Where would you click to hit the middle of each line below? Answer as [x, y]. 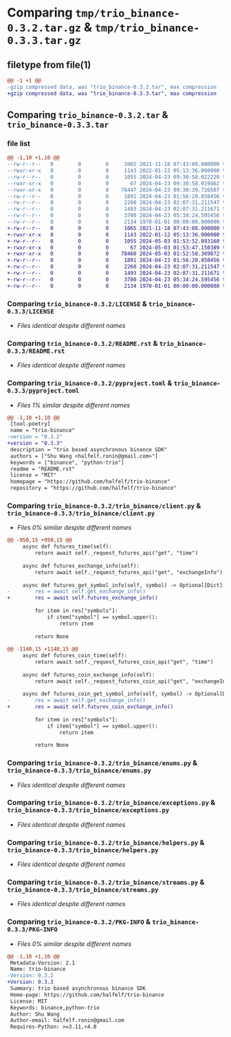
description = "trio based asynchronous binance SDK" [89, 449]
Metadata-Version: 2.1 [43, 963]
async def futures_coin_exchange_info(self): [89, 675]
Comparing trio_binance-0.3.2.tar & [88, 115]
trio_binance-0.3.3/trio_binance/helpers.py [83, 850]
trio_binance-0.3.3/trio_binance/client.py [81, 514]
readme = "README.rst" [43, 469]
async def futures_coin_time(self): [75, 656]
